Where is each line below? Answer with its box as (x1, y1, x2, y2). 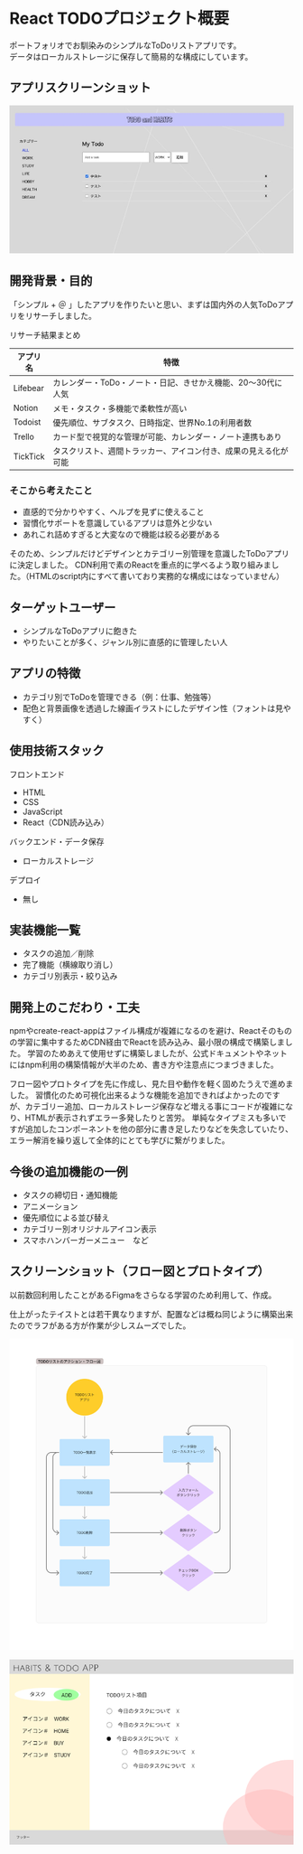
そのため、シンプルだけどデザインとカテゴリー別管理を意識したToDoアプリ (9, 548, 290, 559)
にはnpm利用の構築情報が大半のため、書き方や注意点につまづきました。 (9, 1059, 280, 1071)
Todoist (13, 417, 41, 427)
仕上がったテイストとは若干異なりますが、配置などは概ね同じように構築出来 (9, 1308, 294, 1319)
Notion (13, 403, 39, 414)
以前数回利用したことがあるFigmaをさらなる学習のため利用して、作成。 (9, 1289, 277, 1300)
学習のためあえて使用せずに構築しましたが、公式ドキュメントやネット (26, 1048, 288, 1059)
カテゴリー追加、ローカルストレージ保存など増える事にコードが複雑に (24, 1101, 286, 1112)
